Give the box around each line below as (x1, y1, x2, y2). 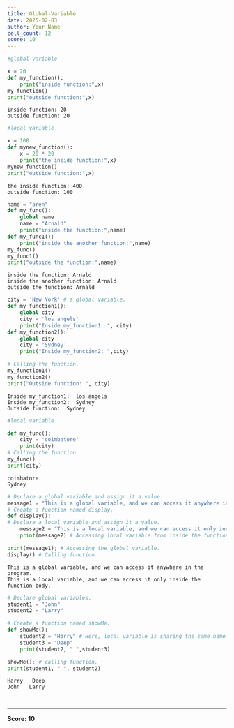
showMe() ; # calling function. (7, 658, 98, 665)
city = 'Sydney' (19, 341, 68, 349)
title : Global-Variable (7, 10, 77, 17)
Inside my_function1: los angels (7, 392, 108, 400)
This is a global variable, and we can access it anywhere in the (7, 563, 204, 571)
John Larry (7, 683, 45, 691)
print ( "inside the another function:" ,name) (19, 239, 151, 246)
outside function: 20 (7, 112, 70, 119)
